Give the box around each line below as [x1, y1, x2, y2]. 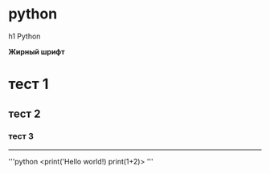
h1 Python [8, 31, 41, 41]
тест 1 [8, 75, 49, 93]
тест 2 [8, 107, 41, 120]
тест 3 [8, 131, 35, 142]
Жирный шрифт [8, 47, 66, 56]
